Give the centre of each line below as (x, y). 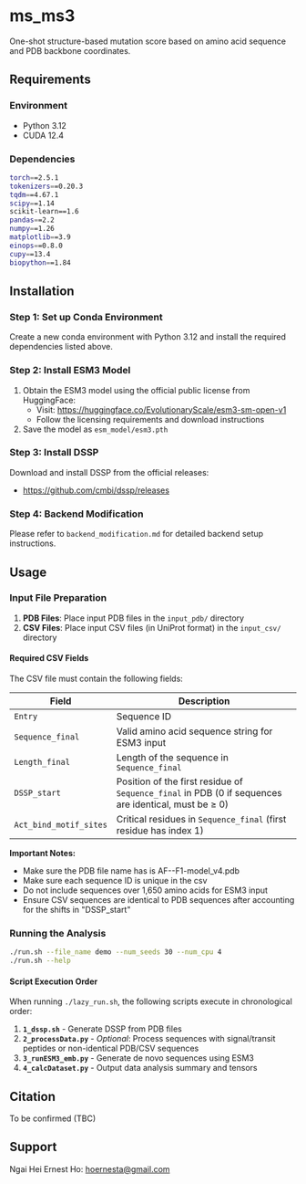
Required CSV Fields (49, 658)
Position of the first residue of (179, 781)
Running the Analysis (58, 933)
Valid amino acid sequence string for (194, 731)
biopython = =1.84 (40, 262)
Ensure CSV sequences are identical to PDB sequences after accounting (158, 900)
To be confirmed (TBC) (53, 1118)
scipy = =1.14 (32, 203)
